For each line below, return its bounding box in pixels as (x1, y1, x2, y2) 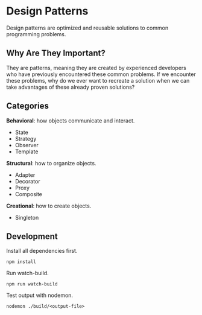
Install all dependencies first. (6, 247, 78, 255)
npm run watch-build (6, 281, 58, 287)
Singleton (14, 214, 39, 221)
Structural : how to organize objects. (6, 159, 96, 167)
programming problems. (6, 30, 66, 37)
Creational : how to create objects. (6, 202, 92, 209)
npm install (6, 259, 36, 265)
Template (14, 148, 39, 155)
